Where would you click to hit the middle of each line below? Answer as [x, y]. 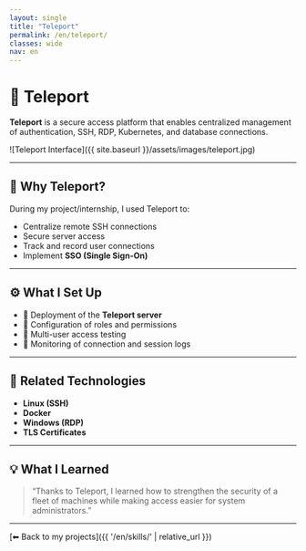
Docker [37, 412]
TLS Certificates [54, 432]
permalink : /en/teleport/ [58, 35]
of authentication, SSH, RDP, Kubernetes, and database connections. [139, 132]
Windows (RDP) [53, 422]
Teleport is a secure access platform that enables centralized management [150, 122]
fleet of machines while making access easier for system [138, 501]
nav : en [24, 52]
